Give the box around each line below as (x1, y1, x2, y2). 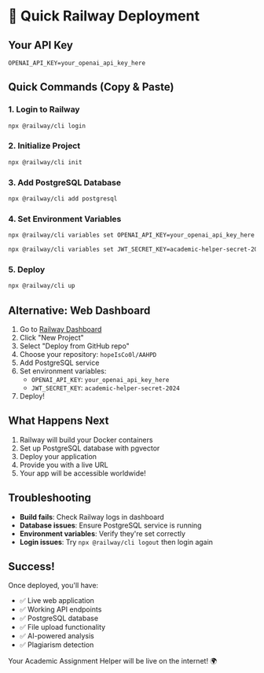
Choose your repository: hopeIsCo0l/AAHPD (19, 349, 157, 359)
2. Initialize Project (8, 141, 81, 152)
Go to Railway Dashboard (19, 324, 102, 333)
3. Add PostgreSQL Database (8, 177, 122, 188)
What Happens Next (8, 414, 109, 428)
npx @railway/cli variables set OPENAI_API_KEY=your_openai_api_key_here (8, 231, 255, 239)
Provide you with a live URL (19, 460, 108, 469)
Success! (8, 560, 55, 573)
